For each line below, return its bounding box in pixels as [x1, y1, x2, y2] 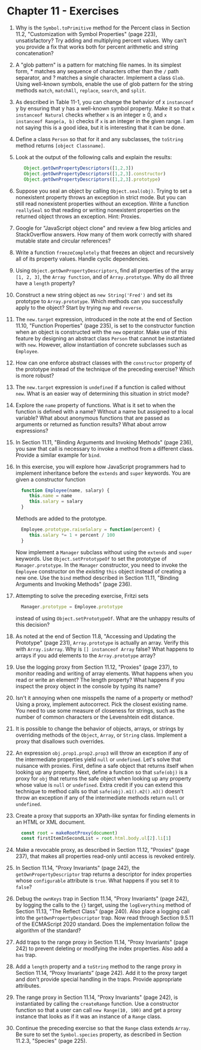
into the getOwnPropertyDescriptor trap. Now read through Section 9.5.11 [15, 914, 194, 922]
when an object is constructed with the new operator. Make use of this [15, 328, 187, 336]
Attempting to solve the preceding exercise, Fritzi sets [15, 592, 149, 599]
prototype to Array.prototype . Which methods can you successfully [15, 297, 183, 304]
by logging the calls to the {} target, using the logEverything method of [15, 902, 191, 909]
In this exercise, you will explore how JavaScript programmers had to [15, 463, 186, 470]
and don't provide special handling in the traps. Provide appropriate [15, 976, 182, 983]
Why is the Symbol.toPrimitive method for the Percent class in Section [15, 24, 190, 31]
